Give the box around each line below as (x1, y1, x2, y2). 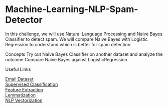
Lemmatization (5, 92, 36, 98)
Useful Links (5, 66, 31, 72)
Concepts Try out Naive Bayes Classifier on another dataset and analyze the (5, 51, 163, 57)
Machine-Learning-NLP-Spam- (5, 4, 138, 15)
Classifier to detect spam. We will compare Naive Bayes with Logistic (5, 36, 148, 42)
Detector (5, 14, 43, 26)
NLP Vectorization (5, 97, 43, 103)
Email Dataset (5, 76, 34, 82)
